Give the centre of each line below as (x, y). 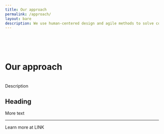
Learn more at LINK (25, 127)
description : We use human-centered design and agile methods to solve (79, 23)
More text (15, 113)
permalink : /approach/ (28, 14)
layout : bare (18, 19)
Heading (18, 101)
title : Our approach (26, 10)
